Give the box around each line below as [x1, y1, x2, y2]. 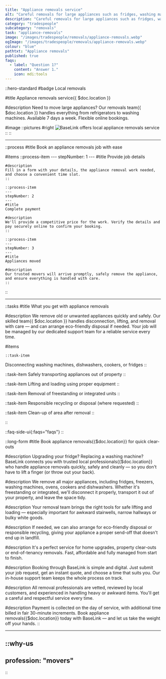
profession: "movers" [5, 656, 74, 665]
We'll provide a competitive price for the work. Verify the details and [5, 219, 161, 224]
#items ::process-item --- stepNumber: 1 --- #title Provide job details [5, 154, 145, 159]
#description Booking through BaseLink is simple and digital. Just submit [5, 564, 153, 570]
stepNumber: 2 [5, 194, 35, 199]
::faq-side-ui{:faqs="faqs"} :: [5, 429, 64, 435]
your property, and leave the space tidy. [5, 494, 86, 500]
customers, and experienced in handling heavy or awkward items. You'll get [5, 590, 160, 596]
